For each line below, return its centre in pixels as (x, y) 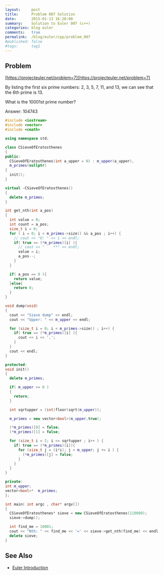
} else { (16, 283)
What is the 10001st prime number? (41, 102)
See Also (19, 556)
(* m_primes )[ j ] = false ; (48, 454)
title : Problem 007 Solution (40, 14)
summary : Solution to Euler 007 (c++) (48, 23)
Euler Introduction (30, 568)
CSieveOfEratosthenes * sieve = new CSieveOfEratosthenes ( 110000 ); (78, 513)
